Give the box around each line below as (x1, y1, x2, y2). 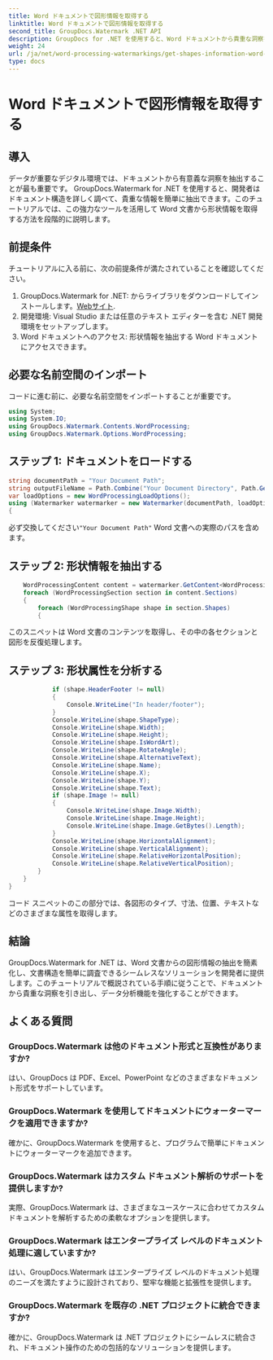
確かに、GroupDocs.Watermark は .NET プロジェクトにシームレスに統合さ (8, 1332, 257, 1342)
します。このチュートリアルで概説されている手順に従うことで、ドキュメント (8, 978, 264, 988)
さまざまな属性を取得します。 (22, 908, 122, 918)
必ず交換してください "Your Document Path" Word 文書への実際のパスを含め (8, 523, 260, 533)
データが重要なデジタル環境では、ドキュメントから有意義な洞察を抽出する (8, 173, 258, 183)
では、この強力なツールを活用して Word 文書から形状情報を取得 (43, 204, 258, 213)
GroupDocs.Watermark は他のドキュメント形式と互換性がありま (8, 1040, 262, 1051)
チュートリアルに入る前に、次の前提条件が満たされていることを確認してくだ (8, 263, 264, 273)
